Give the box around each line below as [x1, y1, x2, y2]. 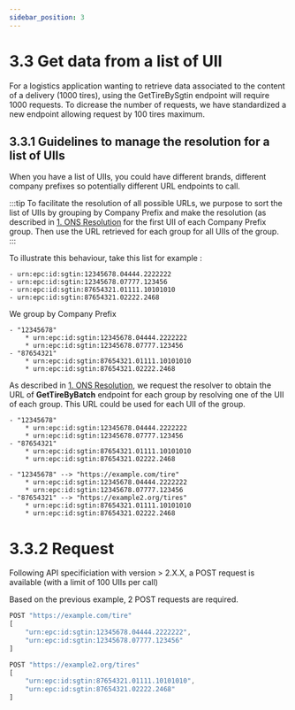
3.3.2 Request [9, 538, 115, 559]
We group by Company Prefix [9, 309, 117, 320]
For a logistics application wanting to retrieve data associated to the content [9, 81, 285, 91]
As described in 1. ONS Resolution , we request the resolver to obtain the [9, 380, 272, 390]
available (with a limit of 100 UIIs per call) [9, 577, 159, 588]
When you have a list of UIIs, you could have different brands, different [9, 172, 267, 182]
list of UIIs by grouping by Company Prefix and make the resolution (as [9, 207, 267, 218]
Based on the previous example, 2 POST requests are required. [9, 594, 238, 605]
